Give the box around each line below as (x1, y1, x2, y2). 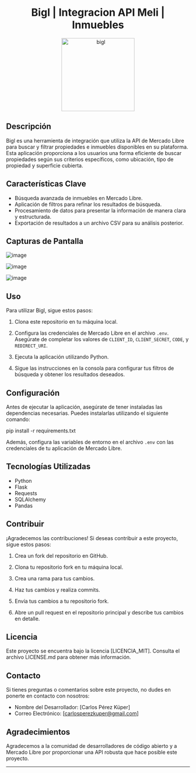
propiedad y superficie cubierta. (6, 162, 83, 169)
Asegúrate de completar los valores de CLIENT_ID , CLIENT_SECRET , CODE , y (14, 336, 189, 343)
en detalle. (14, 615, 40, 622)
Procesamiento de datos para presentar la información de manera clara (14, 207, 186, 214)
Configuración (6, 388, 60, 398)
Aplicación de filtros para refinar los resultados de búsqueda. (14, 201, 162, 208)
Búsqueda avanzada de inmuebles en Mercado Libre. (14, 194, 143, 201)
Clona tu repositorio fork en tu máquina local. (14, 564, 124, 571)
